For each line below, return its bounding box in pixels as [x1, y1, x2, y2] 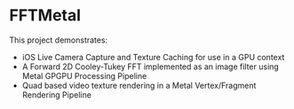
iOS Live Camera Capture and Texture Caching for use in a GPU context [21, 51, 285, 62]
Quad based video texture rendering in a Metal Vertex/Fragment [21, 80, 257, 90]
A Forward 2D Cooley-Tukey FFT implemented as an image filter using [21, 61, 280, 72]
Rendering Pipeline [21, 90, 91, 100]
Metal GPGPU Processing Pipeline [21, 70, 147, 81]
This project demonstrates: [9, 35, 108, 45]
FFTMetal [9, 5, 82, 26]
